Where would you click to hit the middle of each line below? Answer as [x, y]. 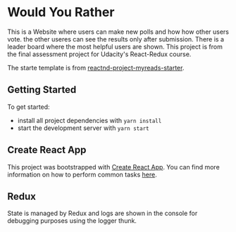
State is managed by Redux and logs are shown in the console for [103, 213]
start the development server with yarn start [83, 128]
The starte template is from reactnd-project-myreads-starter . [96, 67]
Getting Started [42, 90]
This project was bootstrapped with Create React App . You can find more [113, 167]
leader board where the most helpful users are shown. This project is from [115, 46]
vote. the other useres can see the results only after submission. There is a [116, 39]
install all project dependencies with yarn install [89, 120]
